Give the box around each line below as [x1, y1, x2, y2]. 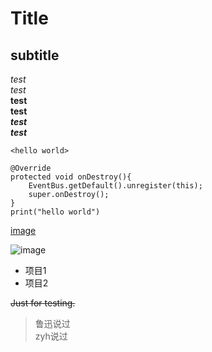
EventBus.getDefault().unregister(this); [28, 181, 203, 191]
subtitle [10, 47, 60, 64]
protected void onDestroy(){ [10, 172, 132, 182]
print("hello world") [10, 207, 101, 217]
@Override [10, 163, 52, 173]
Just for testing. [10, 297, 76, 309]
